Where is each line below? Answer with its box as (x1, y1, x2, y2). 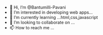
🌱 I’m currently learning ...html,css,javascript (9, 15, 98, 20)
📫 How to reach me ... (9, 25, 54, 30)
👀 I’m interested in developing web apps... (9, 9, 93, 15)
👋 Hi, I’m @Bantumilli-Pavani (9, 5, 66, 10)
